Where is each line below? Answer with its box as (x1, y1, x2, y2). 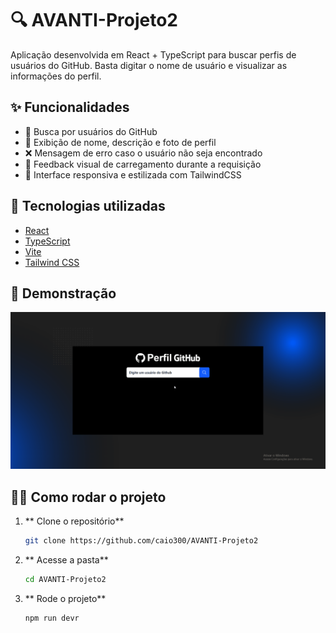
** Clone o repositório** (24, 515, 125, 527)
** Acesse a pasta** (24, 554, 109, 566)
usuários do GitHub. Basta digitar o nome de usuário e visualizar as (10, 59, 288, 71)
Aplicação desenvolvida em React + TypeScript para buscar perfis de (10, 48, 297, 61)
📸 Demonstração (10, 285, 117, 302)
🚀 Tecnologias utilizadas (10, 198, 166, 215)
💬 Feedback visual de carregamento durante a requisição (24, 158, 262, 170)
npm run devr (24, 613, 80, 623)
